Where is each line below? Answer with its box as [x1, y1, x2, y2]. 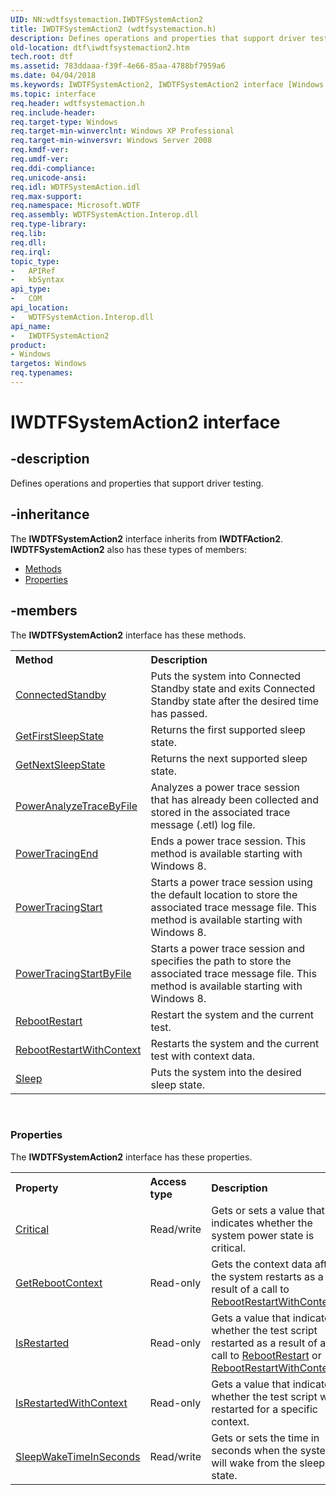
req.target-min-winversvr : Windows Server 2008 [10, 136, 213, 146]
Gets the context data [211, 1257, 313, 1271]
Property [15, 1181, 59, 1195]
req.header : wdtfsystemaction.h [10, 98, 145, 108]
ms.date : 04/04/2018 [10, 71, 97, 81]
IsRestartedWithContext [15, 1396, 128, 1410]
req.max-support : [10, 191, 83, 201]
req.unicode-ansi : [10, 172, 87, 183]
